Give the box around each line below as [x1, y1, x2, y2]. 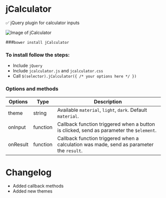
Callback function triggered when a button [57, 121, 155, 128]
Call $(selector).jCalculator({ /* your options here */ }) [12, 73, 137, 79]
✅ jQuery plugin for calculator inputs [5, 20, 80, 26]
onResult [8, 141, 29, 148]
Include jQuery [12, 63, 43, 68]
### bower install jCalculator [5, 39, 69, 45]
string [33, 109, 47, 116]
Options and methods [5, 85, 59, 92]
